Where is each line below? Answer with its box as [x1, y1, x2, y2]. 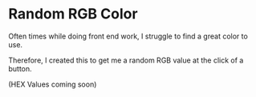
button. [8, 63, 32, 73]
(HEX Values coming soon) [8, 79, 97, 89]
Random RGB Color [8, 5, 138, 23]
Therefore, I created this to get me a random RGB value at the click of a [8, 55, 244, 65]
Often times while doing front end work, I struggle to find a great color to [8, 31, 249, 41]
